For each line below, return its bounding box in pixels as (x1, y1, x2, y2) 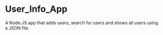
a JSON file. (5, 25, 30, 31)
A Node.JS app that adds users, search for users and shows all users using (5, 20, 158, 26)
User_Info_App (5, 3, 68, 15)
